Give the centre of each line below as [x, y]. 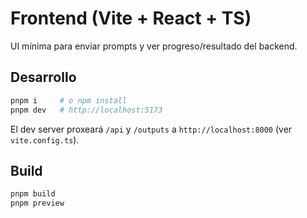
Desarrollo [43, 77]
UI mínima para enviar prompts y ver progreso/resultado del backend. [154, 46]
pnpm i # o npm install [69, 100]
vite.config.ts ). [45, 139]
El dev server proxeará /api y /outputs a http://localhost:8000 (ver [151, 129]
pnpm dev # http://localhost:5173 [86, 110]
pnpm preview [37, 203]
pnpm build [33, 194]
